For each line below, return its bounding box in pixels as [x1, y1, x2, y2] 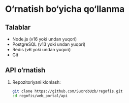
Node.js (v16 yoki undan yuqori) [12, 36, 77, 42]
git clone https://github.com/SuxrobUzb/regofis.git [12, 89, 123, 94]
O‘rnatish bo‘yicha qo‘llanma [5, 3, 125, 15]
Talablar [5, 23, 31, 32]
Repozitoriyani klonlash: [12, 79, 61, 85]
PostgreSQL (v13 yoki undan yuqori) [12, 41, 86, 47]
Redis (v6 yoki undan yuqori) [12, 47, 71, 52]
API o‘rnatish [5, 66, 46, 74]
